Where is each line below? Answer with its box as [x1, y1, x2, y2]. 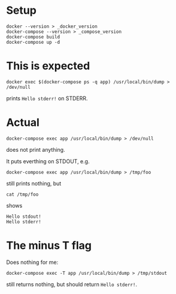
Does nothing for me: [6, 259, 59, 266]
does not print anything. [6, 146, 65, 153]
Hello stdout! [6, 214, 42, 220]
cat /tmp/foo [6, 191, 39, 197]
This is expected [6, 59, 90, 73]
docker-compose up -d [6, 39, 60, 45]
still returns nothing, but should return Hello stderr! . [6, 280, 138, 288]
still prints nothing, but [6, 179, 62, 187]
